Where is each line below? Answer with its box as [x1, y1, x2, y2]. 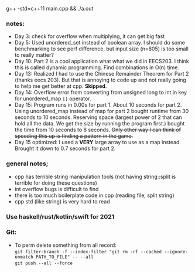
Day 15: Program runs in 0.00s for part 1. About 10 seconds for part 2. [14, 101, 182, 108]
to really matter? [14, 52, 54, 59]
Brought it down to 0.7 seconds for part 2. [14, 145, 116, 152]
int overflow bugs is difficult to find [14, 185, 99, 192]
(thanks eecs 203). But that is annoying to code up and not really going [14, 76, 186, 84]
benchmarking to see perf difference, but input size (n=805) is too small [14, 45, 189, 52]
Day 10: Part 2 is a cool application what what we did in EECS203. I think [14, 58, 189, 65]
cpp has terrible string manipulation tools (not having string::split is [14, 173, 176, 180]
